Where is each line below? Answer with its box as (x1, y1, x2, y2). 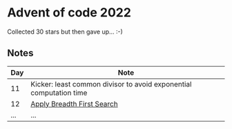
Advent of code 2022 (7, 5, 131, 21)
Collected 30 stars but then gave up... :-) (7, 27, 123, 36)
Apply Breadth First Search (30, 99, 119, 108)
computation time (30, 88, 88, 97)
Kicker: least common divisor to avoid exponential (30, 79, 192, 89)
